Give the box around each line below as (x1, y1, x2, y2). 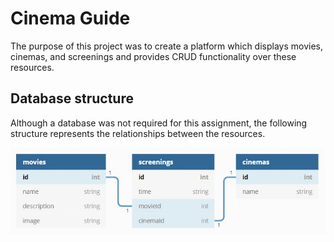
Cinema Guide (10, 7, 131, 30)
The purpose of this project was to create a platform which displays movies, (10, 40, 323, 52)
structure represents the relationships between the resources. (10, 127, 266, 139)
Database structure (10, 90, 134, 107)
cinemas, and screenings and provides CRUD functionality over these (10, 50, 297, 62)
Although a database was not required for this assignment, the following (10, 117, 308, 129)
